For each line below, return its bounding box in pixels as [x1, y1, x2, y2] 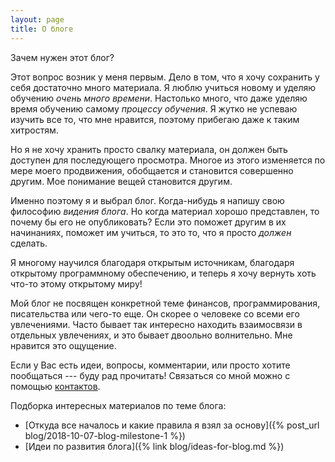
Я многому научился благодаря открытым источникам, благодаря [10, 256, 295, 268]
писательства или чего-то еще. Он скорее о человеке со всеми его [10, 307, 300, 320]
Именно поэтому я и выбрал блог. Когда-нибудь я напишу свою [10, 194, 285, 206]
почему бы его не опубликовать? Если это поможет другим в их [10, 216, 287, 228]
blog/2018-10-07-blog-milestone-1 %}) [24, 429, 186, 441]
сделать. [10, 237, 48, 249]
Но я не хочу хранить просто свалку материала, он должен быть [10, 143, 288, 155]
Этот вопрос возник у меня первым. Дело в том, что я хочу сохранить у [10, 71, 320, 83]
